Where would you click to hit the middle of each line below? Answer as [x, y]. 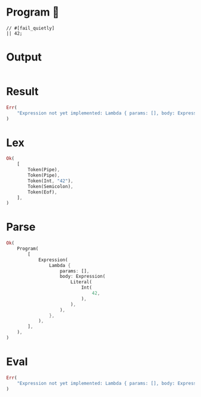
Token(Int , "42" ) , [51, 181]
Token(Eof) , [43, 192]
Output [24, 57]
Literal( [81, 282]
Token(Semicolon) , [51, 186]
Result [22, 92]
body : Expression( [83, 277]
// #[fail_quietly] [31, 28]
